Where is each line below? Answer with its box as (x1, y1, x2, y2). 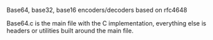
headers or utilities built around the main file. (6, 27, 134, 34)
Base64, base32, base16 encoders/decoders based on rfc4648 (6, 6, 187, 14)
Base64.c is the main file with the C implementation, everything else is (6, 19, 207, 27)
